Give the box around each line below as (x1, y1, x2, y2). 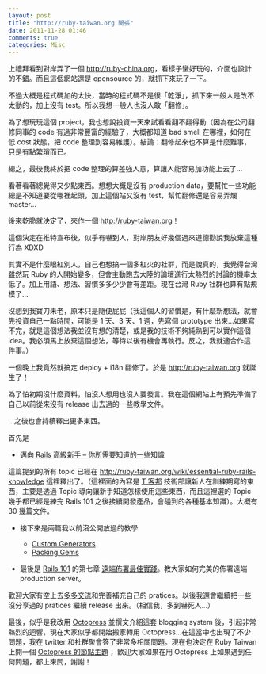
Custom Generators (31, 539, 97, 549)
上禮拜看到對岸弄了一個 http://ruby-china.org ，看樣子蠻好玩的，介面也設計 (8, 64, 252, 74)
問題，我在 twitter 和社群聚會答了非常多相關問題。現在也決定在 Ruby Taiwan (8, 638, 257, 647)
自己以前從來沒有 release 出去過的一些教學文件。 (8, 400, 169, 409)
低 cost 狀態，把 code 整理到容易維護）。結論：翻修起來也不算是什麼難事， (8, 137, 252, 147)
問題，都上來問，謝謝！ (14, 657, 92, 667)
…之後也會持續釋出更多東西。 (8, 416, 105, 426)
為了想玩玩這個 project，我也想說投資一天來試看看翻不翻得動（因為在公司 (8, 117, 249, 127)
